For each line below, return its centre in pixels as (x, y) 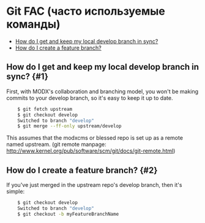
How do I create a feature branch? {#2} (82, 170)
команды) (33, 24)
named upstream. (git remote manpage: (56, 145)
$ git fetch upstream (45, 109)
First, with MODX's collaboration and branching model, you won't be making (102, 91)
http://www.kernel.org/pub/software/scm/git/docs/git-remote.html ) (91, 151)
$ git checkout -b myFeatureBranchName (68, 214)
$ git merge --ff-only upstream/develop (69, 126)
